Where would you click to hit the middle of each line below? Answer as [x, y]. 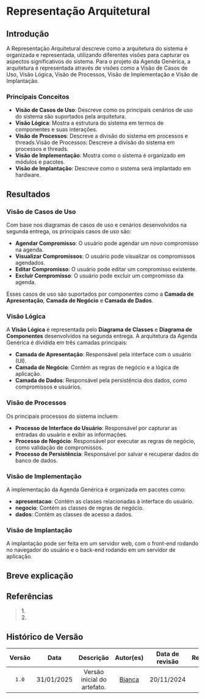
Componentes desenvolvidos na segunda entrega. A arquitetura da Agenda [102, 336]
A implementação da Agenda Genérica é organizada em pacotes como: [96, 489]
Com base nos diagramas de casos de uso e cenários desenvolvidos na [97, 225]
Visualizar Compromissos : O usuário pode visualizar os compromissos [105, 256]
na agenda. [29, 249]
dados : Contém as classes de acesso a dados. [74, 514]
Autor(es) [129, 658]
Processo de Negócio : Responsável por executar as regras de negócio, [105, 441]
